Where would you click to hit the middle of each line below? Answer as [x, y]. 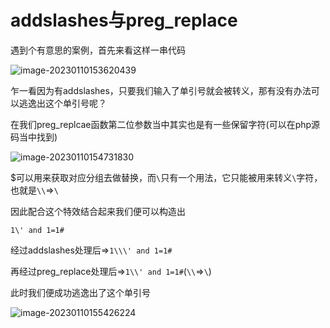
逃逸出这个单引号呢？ [62, 103]
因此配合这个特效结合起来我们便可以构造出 [98, 211]
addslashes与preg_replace [124, 20]
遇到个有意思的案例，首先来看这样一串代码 [98, 50]
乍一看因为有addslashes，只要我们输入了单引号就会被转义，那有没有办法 [161, 90]
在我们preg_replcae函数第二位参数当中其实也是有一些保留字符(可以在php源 [165, 124]
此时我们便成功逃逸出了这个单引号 [80, 292]
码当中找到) [34, 137]
